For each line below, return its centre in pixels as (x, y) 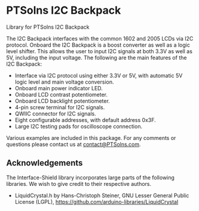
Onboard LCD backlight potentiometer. (62, 101)
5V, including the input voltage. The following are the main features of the (97, 57)
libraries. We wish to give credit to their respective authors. (79, 184)
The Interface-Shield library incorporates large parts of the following (91, 178)
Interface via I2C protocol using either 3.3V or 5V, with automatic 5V (99, 75)
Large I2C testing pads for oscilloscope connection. (78, 126)
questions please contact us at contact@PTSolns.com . (74, 144)
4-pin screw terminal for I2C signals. (60, 107)
